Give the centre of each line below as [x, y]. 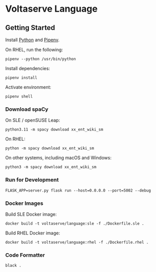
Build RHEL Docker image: [33, 233]
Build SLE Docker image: [31, 214]
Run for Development [32, 180]
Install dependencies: [28, 68]
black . [13, 266]
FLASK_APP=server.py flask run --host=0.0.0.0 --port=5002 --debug [78, 190]
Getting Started [30, 28]
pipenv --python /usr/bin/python [41, 59]
